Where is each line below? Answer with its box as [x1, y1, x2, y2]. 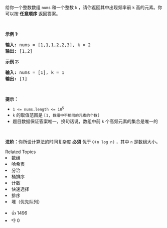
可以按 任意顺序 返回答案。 [5, 11, 61, 17]
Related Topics [5, 149, 36, 155]
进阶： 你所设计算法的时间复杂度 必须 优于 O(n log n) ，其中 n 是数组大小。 [5, 139, 160, 145]
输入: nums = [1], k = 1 [5, 70, 65, 75]
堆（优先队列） [12, 199, 43, 204]
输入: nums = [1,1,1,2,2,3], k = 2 [5, 42, 91, 48]
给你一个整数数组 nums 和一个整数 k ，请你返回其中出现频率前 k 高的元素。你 [5, 5, 162, 10]
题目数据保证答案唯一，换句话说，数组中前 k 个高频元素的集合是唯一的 [12, 119, 158, 124]
